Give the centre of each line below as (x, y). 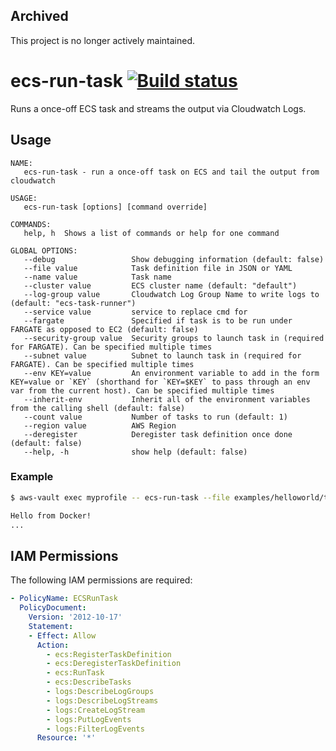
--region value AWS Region (100, 425)
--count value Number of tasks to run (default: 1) (155, 417)
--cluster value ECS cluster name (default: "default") (160, 285)
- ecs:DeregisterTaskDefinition (114, 664)
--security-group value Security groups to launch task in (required (174, 338)
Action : (53, 645)
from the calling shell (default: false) (98, 408)
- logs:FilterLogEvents (95, 729)
